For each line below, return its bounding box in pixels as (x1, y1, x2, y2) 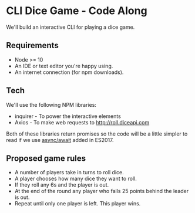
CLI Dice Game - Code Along (6, 4, 148, 18)
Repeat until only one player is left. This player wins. (14, 200, 141, 207)
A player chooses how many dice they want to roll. (14, 175, 137, 182)
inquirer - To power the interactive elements (14, 113, 122, 120)
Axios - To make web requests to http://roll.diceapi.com (14, 119, 150, 126)
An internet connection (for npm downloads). (14, 69, 124, 76)
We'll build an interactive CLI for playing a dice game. (6, 23, 135, 31)
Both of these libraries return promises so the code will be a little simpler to (6, 130, 188, 137)
